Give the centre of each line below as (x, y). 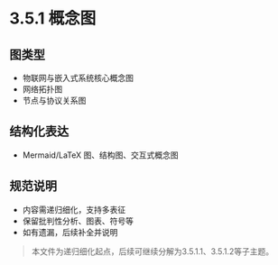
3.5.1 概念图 (53, 18)
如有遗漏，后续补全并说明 (70, 232)
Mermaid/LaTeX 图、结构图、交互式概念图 (100, 155)
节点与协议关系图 (54, 101)
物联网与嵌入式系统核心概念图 (78, 78)
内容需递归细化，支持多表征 (74, 209)
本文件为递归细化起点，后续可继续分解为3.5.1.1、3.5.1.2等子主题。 (153, 251)
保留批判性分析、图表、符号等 (78, 221)
